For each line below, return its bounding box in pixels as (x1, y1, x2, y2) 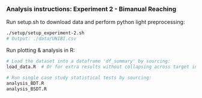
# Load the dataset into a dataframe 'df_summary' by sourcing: (6, 58, 171, 64)
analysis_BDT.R (6, 80, 44, 86)
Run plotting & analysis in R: (6, 47, 75, 54)
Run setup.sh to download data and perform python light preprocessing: (6, 19, 185, 26)
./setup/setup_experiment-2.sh (6, 30, 85, 36)
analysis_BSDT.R (6, 86, 47, 92)
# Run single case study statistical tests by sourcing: (6, 75, 152, 81)
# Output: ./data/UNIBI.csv (6, 35, 77, 42)
